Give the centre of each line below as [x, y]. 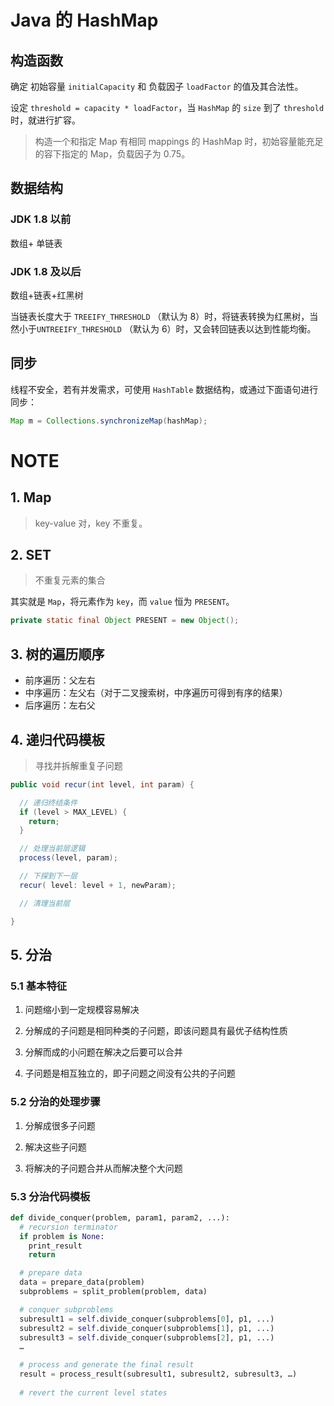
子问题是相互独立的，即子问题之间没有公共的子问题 [130, 1073]
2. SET [31, 555]
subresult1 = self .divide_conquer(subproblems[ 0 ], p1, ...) [147, 1319]
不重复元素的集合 [70, 580]
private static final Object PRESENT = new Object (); [125, 621]
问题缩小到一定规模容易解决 [82, 1010]
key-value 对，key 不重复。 [91, 523]
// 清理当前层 [45, 903]
